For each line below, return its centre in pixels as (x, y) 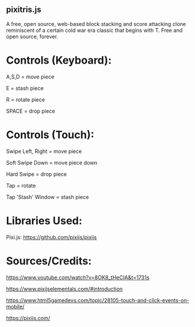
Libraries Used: (44, 220)
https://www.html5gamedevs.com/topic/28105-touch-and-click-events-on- (98, 300)
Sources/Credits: (49, 261)
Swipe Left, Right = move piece (44, 151)
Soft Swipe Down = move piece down (52, 162)
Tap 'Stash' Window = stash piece (48, 197)
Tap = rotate (21, 185)
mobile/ (15, 306)
